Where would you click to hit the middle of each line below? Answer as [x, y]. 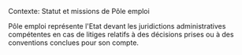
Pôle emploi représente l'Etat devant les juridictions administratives [117, 26]
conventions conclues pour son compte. [74, 43]
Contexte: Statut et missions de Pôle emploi [79, 11]
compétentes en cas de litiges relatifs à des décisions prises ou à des [121, 34]
